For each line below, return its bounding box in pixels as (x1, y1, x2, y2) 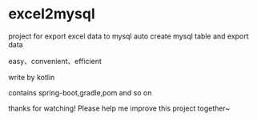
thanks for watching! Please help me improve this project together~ (8, 103, 231, 113)
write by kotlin (8, 72, 55, 82)
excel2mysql (8, 5, 96, 23)
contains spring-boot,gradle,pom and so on (8, 87, 152, 97)
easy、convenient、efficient (8, 56, 102, 66)
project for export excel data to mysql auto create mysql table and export (8, 31, 250, 41)
